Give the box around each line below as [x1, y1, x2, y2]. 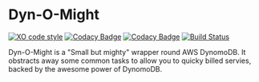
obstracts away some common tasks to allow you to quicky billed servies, [8, 56, 252, 65]
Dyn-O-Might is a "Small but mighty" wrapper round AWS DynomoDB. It [8, 47, 246, 57]
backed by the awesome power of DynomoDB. [8, 64, 163, 73]
